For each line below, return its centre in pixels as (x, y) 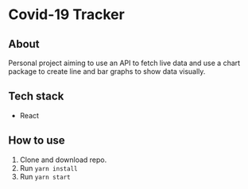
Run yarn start (45, 176)
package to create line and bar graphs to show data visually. (107, 71)
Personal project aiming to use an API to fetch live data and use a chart (124, 63)
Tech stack (36, 96)
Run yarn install (48, 168)
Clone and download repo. (63, 160)
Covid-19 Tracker (66, 15)
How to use (37, 141)
